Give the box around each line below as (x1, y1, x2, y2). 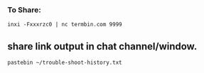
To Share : (7, 5, 41, 15)
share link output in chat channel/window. (7, 40, 198, 52)
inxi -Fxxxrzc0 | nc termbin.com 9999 (7, 21, 122, 28)
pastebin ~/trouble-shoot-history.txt (7, 59, 122, 67)
